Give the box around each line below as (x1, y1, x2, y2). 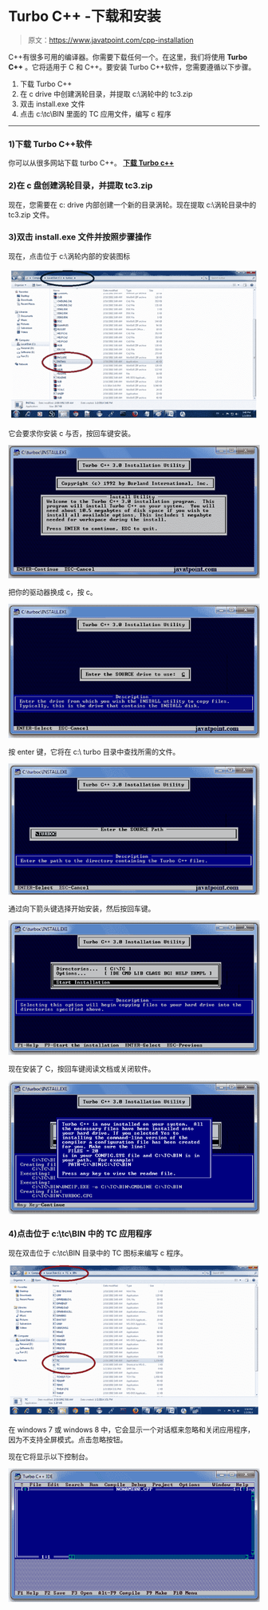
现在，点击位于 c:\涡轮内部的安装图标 (8, 251, 131, 260)
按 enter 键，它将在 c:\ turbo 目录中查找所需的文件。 (8, 747, 180, 757)
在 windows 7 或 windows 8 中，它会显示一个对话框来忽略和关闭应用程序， (8, 1425, 255, 1434)
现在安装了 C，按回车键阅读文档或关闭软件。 (8, 1064, 156, 1073)
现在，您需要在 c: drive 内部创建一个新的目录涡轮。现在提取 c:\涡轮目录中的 (8, 200, 257, 209)
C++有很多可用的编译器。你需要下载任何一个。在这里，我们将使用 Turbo (8, 52, 248, 61)
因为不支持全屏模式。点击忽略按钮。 (8, 1435, 128, 1445)
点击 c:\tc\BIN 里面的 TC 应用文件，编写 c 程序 (19, 109, 171, 118)
